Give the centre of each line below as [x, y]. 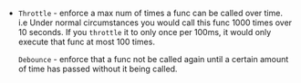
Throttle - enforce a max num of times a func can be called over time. [150, 13]
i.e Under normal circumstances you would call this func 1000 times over [155, 23]
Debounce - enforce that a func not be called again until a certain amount [153, 59]
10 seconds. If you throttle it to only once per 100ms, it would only [145, 32]
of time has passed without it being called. [98, 69]
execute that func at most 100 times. [86, 41]
